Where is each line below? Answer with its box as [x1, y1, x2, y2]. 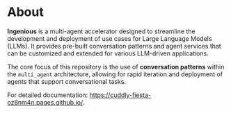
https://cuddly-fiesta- [89, 91, 152, 99]
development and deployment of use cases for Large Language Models [7, 34, 212, 42]
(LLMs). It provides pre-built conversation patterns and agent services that [7, 42, 221, 50]
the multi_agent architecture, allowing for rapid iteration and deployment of [7, 70, 223, 78]
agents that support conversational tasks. [7, 77, 127, 85]
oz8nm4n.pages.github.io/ [7, 98, 83, 106]
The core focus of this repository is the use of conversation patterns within [7, 62, 225, 71]
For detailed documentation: [7, 91, 88, 99]
